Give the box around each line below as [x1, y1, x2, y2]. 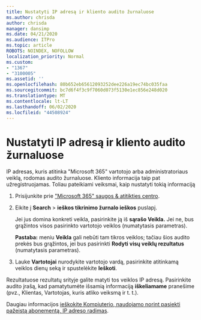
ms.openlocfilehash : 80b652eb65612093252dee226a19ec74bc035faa [6, 82, 168, 88]
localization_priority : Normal [6, 54, 85, 60]
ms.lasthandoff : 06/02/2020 [6, 103, 77, 110]
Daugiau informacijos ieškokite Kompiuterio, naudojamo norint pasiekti [6, 301, 181, 308]
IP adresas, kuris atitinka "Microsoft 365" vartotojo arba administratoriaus [6, 168, 188, 175]
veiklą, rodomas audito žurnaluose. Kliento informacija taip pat [6, 174, 160, 182]
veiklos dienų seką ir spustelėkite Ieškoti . [14, 265, 117, 272]
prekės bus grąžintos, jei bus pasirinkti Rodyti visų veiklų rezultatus [14, 240, 184, 247]
